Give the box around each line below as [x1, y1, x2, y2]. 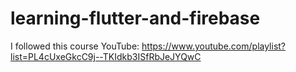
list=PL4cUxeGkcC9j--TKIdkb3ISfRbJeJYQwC [10, 50, 202, 62]
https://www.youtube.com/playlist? [141, 40, 287, 52]
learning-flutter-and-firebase [10, 7, 261, 30]
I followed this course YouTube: [10, 40, 140, 52]
